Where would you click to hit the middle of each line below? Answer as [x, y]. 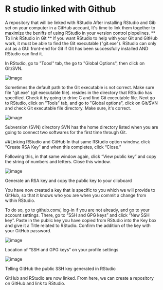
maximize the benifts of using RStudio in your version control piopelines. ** [80, 33]
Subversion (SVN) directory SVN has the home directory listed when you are [82, 127]
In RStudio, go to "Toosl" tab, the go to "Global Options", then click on [75, 63]
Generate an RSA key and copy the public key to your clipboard [69, 180]
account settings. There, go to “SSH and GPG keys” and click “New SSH [77, 215]
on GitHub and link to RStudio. [35, 283]
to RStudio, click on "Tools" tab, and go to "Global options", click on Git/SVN [81, 103]
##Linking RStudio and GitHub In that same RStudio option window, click [78, 142]
